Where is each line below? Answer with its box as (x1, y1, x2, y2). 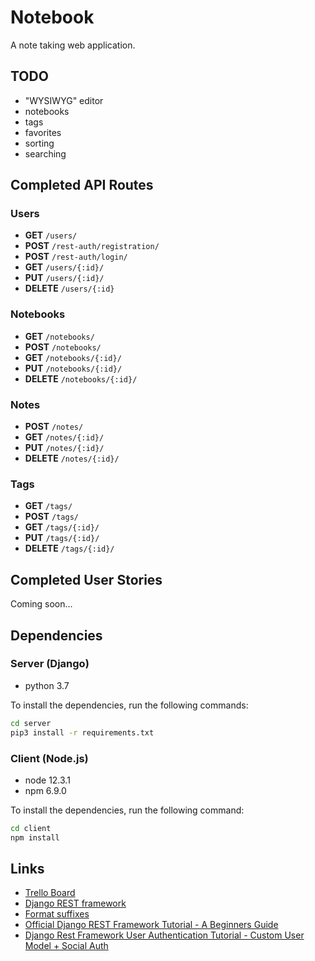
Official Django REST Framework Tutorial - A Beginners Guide (24, 919, 279, 931)
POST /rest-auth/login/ (24, 251, 128, 263)
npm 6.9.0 (24, 784, 67, 796)
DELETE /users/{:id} (24, 282, 115, 295)
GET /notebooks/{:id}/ (24, 351, 122, 363)
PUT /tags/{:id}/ (24, 532, 100, 544)
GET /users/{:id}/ (24, 261, 105, 273)
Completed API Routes (10, 177, 154, 194)
